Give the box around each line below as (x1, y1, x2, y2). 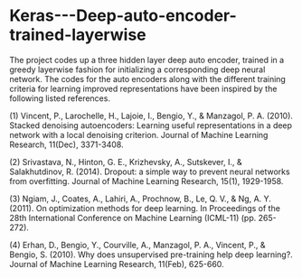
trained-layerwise (9, 24, 146, 45)
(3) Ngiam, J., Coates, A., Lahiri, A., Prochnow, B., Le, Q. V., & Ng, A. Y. (9, 193, 271, 204)
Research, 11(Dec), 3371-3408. (9, 139, 124, 150)
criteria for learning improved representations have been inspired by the (9, 83, 278, 94)
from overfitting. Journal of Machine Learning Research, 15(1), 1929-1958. (9, 175, 284, 186)
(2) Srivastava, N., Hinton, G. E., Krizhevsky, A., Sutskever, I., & (9, 156, 242, 167)
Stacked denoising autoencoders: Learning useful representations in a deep (9, 119, 292, 131)
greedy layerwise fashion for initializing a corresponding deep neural (9, 64, 266, 75)
